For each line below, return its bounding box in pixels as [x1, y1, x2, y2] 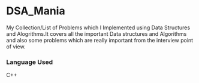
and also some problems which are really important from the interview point [6, 36, 194, 44]
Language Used [6, 58, 53, 66]
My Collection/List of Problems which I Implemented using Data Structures [6, 24, 191, 31]
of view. [6, 43, 26, 50]
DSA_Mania [6, 4, 65, 18]
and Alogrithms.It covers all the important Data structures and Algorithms [6, 30, 187, 37]
